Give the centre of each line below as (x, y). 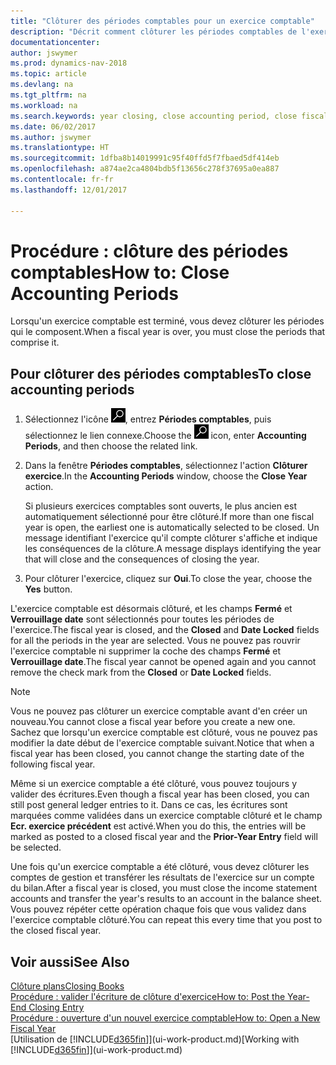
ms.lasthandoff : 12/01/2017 (69, 190)
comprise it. (35, 342)
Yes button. (48, 589)
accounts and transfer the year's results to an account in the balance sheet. (166, 899)
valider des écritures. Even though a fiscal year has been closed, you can (160, 794)
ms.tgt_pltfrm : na (48, 95)
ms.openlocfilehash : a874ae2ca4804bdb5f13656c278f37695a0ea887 (145, 169)
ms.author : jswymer (51, 137)
